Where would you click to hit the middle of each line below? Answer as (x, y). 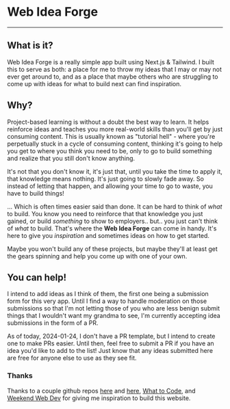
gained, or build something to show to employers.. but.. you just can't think (112, 221)
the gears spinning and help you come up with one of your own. (97, 256)
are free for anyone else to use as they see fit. (72, 358)
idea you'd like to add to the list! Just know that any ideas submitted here (110, 351)
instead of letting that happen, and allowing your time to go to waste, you (110, 186)
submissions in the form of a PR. (53, 323)
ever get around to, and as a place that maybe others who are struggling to (113, 77)
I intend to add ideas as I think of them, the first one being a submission (108, 294)
